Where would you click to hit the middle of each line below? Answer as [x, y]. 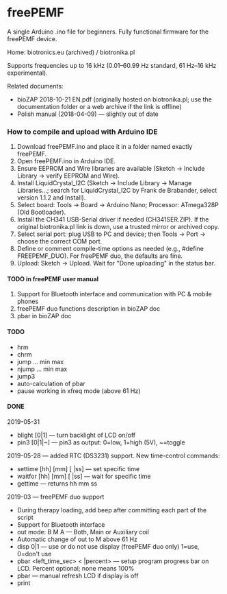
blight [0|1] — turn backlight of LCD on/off [76, 435]
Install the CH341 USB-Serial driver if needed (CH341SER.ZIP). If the [113, 219]
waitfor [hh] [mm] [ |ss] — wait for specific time [84, 476]
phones [28, 301]
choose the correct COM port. [59, 241]
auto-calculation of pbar [51, 383]
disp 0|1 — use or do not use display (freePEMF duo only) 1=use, [108, 546]
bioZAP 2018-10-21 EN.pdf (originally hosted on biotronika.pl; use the [114, 99]
